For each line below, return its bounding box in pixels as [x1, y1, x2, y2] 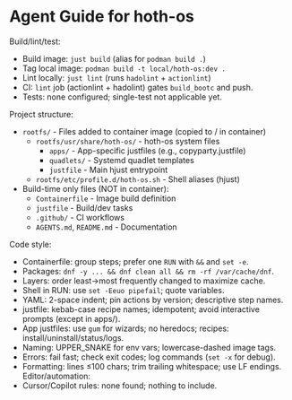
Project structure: [9, 109, 74, 119]
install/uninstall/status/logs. [21, 332, 125, 343]
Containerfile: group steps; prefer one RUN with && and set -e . [21, 256, 249, 266]
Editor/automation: [21, 370, 91, 381]
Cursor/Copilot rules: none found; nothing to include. [21, 379, 218, 391]
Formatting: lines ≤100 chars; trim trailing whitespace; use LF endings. [21, 361, 282, 371]
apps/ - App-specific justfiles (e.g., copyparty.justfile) [48, 145, 246, 156]
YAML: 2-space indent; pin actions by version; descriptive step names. [21, 294, 284, 305]
